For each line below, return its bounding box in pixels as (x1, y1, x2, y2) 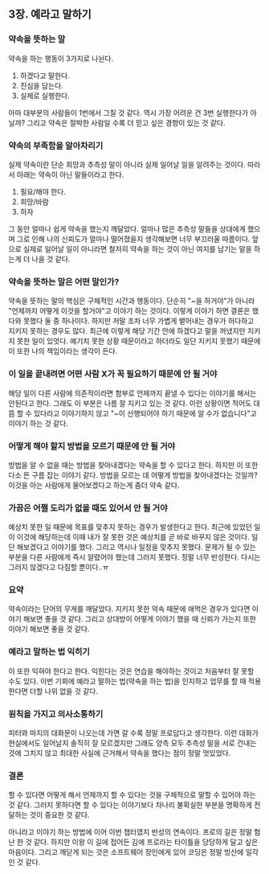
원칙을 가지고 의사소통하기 (8, 708, 104, 720)
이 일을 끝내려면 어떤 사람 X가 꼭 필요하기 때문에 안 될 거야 (8, 368, 218, 380)
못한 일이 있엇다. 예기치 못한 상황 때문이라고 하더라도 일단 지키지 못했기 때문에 (16, 336, 261, 346)
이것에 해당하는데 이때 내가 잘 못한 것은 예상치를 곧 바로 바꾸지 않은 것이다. (16, 532, 251, 542)
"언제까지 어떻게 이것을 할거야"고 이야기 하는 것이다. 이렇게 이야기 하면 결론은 (8, 306, 251, 316)
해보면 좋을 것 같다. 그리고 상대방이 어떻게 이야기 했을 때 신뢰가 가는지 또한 (22, 614, 257, 624)
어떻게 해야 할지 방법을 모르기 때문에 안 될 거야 (8, 441, 176, 452)
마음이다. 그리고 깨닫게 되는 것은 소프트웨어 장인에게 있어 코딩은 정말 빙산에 (8, 847, 244, 857)
